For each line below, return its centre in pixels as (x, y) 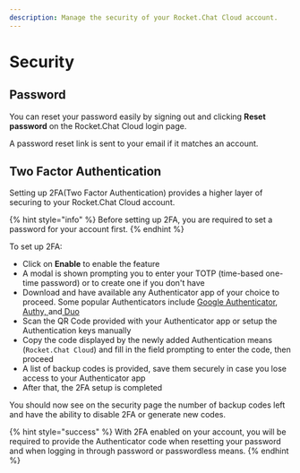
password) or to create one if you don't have (123, 283)
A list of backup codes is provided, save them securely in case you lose (154, 369)
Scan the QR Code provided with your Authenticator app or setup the (150, 321)
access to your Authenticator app (84, 378)
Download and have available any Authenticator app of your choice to (151, 293)
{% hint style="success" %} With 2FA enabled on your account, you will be (148, 432)
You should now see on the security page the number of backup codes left (147, 405)
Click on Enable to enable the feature (91, 264)
